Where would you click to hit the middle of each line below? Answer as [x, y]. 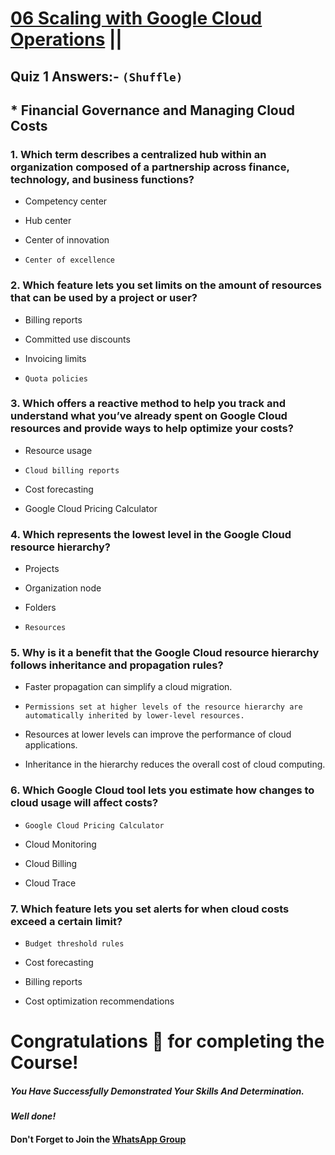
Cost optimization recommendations [99, 1001]
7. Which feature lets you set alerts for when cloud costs [150, 909]
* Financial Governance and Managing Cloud [153, 110]
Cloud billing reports [72, 470]
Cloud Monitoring [60, 844]
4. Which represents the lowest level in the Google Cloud [151, 534]
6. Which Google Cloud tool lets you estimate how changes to [162, 790]
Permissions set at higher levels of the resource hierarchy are [163, 707]
